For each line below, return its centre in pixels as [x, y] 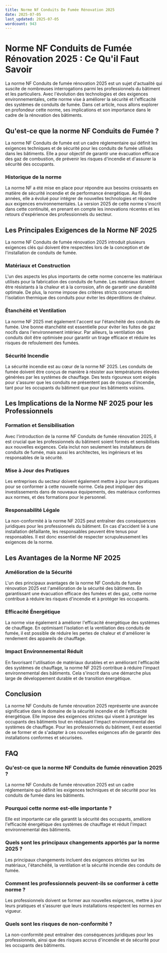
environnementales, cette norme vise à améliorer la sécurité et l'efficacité [81, 99]
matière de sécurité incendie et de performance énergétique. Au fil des [78, 193]
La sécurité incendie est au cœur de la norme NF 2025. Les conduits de [79, 366]
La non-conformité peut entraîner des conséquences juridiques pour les [79, 935]
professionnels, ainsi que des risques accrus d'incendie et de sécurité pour [83, 940]
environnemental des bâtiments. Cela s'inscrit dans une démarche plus [78, 673]
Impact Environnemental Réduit [44, 652]
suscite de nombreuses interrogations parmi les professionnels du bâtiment [83, 89]
